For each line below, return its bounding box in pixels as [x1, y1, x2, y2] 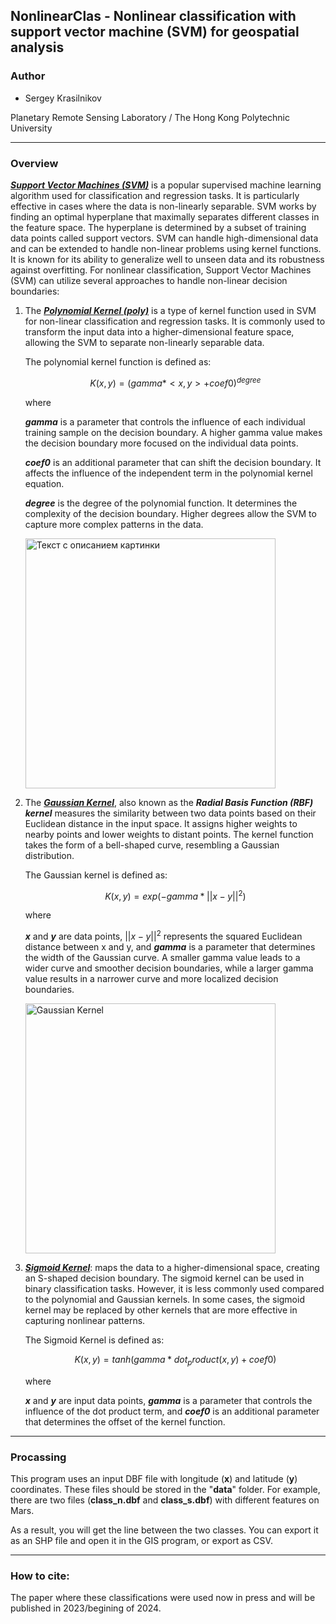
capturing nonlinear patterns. [24, 1314, 146, 1326]
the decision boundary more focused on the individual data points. [24, 437, 299, 449]
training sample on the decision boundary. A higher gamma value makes [24, 426, 323, 438]
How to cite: [10, 1569, 70, 1583]
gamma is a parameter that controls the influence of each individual [24, 415, 306, 428]
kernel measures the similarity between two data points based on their [24, 807, 317, 819]
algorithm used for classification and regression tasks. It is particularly [10, 189, 300, 201]
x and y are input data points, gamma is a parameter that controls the [24, 1394, 313, 1406]
